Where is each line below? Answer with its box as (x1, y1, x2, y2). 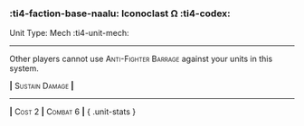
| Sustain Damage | (9, 80, 74, 92)
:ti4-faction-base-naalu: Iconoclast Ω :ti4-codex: (9, 7, 231, 20)
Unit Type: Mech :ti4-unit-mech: (9, 28, 129, 39)
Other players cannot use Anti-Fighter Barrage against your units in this (9, 53, 273, 65)
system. (9, 63, 39, 74)
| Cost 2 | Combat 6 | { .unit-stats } (9, 106, 137, 117)
